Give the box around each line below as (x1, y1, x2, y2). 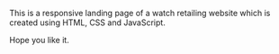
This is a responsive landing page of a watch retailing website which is (9, 8, 271, 18)
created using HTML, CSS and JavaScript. (9, 17, 166, 28)
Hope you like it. (9, 35, 69, 45)
